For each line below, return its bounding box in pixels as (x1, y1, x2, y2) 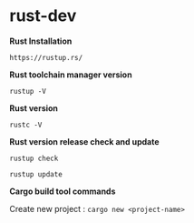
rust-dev (9, 5, 77, 26)
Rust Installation (9, 35, 73, 46)
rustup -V (9, 86, 47, 96)
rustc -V (9, 120, 43, 129)
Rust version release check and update (9, 136, 160, 147)
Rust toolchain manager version (9, 69, 133, 80)
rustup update (9, 169, 63, 178)
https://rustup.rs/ (9, 53, 83, 62)
